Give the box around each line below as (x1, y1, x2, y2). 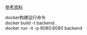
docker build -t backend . (5, 20, 57, 26)
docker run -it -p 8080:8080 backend (5, 25, 83, 31)
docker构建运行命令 (5, 15, 46, 20)
